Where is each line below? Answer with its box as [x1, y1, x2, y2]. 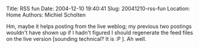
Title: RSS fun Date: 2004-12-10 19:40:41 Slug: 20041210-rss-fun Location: [6, 5, 190, 12]
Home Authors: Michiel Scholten [6, 11, 86, 18]
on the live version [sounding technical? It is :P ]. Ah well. [6, 36, 146, 42]
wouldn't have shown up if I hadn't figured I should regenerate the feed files [6, 29, 193, 36]
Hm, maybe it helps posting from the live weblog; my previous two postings [6, 23, 192, 30]
